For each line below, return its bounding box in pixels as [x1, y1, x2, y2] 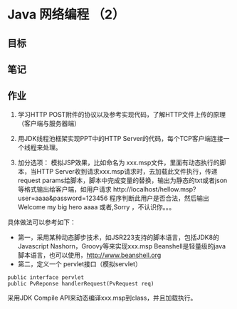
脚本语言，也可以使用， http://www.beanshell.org [17, 251, 162, 259]
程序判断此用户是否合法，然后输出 [109, 194, 210, 202]
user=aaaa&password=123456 [17, 194, 108, 202]
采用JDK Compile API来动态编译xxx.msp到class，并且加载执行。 [7, 293, 197, 302]
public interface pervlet [7, 273, 84, 281]
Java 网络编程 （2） [7, 6, 125, 23]
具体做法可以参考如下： [7, 218, 76, 226]
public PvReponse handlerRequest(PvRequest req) [7, 280, 154, 287]
